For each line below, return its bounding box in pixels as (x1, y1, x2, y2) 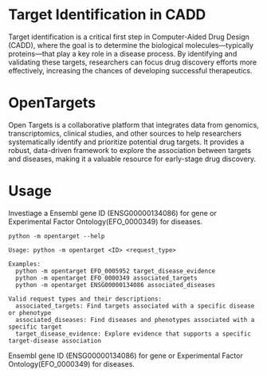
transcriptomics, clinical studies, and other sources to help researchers (8, 128, 241, 138)
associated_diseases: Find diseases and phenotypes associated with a (15, 316, 255, 324)
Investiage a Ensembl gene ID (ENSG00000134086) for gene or (8, 208, 218, 218)
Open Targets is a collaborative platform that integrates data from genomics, (8, 120, 259, 129)
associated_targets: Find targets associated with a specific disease (15, 301, 255, 310)
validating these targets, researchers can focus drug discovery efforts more (8, 57, 257, 67)
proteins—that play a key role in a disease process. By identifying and (8, 49, 238, 58)
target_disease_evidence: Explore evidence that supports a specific (15, 329, 251, 338)
